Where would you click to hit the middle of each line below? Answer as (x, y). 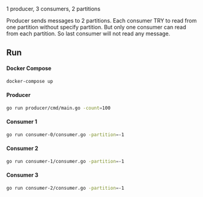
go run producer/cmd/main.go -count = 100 (59, 108)
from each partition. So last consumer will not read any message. (88, 34)
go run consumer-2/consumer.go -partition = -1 (65, 188)
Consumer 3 (22, 175)
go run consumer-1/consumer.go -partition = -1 (65, 161)
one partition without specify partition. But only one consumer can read (96, 27)
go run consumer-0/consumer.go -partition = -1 (65, 134)
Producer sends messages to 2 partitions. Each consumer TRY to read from (102, 20)
